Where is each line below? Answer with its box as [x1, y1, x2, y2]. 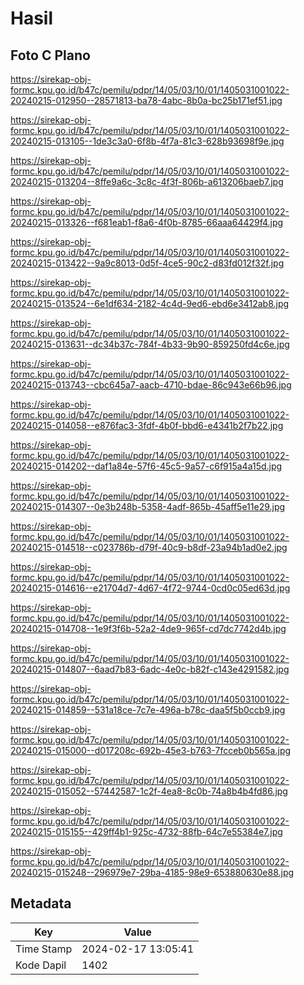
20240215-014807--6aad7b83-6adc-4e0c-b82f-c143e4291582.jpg [10, 663, 290, 675]
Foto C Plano [10, 47, 91, 64]
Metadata [10, 895, 72, 912]
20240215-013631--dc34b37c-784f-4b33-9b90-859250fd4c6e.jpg [10, 338, 290, 350]
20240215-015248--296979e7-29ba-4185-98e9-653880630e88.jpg [10, 867, 295, 878]
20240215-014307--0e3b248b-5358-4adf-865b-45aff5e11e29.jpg [10, 501, 286, 512]
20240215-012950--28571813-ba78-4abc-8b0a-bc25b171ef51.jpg [10, 95, 283, 106]
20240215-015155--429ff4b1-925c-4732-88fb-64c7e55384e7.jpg [10, 826, 283, 837]
